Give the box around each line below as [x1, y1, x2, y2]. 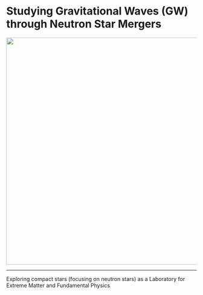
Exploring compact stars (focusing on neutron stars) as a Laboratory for [6, 275, 185, 282]
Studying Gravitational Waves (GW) [6, 4, 188, 18]
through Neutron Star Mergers [6, 17, 162, 31]
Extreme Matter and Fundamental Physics [6, 282, 111, 289]
